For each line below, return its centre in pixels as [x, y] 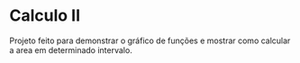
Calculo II [45, 16]
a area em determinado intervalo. [71, 49]
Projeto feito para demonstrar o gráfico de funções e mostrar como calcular [150, 40]
